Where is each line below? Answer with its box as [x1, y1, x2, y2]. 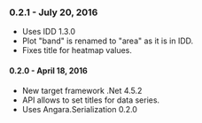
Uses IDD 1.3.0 [21, 27, 76, 37]
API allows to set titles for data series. [21, 95, 160, 105]
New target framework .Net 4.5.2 [21, 85, 143, 96]
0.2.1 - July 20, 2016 [9, 6, 98, 19]
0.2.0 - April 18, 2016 [9, 65, 89, 76]
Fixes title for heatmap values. [21, 45, 133, 56]
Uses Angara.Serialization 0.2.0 [21, 104, 137, 114]
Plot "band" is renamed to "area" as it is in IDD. [21, 35, 194, 46]
